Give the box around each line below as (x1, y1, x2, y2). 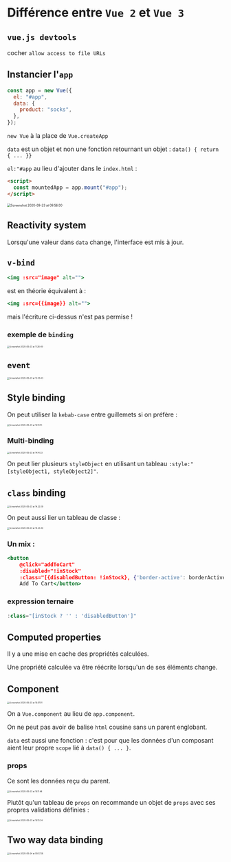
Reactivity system (7, 219, 87, 232)
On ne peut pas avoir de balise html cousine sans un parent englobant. (7, 723, 208, 732)
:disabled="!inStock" (19, 568, 81, 574)
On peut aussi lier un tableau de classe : (7, 514, 121, 522)
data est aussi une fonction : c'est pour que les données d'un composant (7, 736, 214, 745)
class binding (7, 487, 66, 499)
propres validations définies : (7, 805, 89, 814)
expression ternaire (7, 597, 74, 606)
